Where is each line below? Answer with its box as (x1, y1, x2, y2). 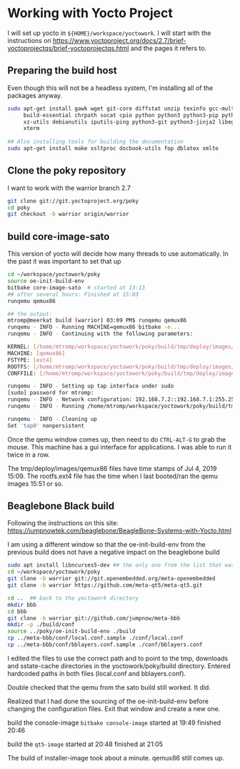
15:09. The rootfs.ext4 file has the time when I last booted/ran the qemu (7, 472, 219, 480)
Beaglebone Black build (7, 500, 115, 512)
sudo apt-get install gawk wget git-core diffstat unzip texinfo (7, 105, 206, 112)
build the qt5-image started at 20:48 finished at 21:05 (7, 740, 163, 748)
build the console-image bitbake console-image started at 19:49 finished (7, 718, 221, 727)
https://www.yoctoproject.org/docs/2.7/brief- (52, 36, 187, 44)
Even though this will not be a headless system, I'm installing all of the (7, 84, 214, 92)
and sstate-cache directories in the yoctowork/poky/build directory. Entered (7, 661, 231, 670)
